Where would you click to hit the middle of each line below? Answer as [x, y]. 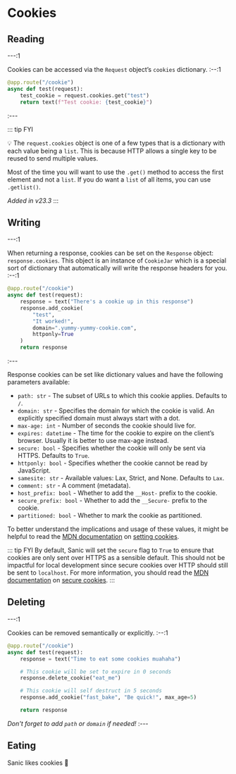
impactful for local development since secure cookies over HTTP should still [118, 566]
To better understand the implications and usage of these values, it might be [118, 529]
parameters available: [39, 382]
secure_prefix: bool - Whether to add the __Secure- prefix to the [112, 501]
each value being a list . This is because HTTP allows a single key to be [112, 151]
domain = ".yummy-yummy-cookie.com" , [85, 328]
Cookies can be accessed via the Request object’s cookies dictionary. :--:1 [114, 69]
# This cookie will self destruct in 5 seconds [91, 691]
